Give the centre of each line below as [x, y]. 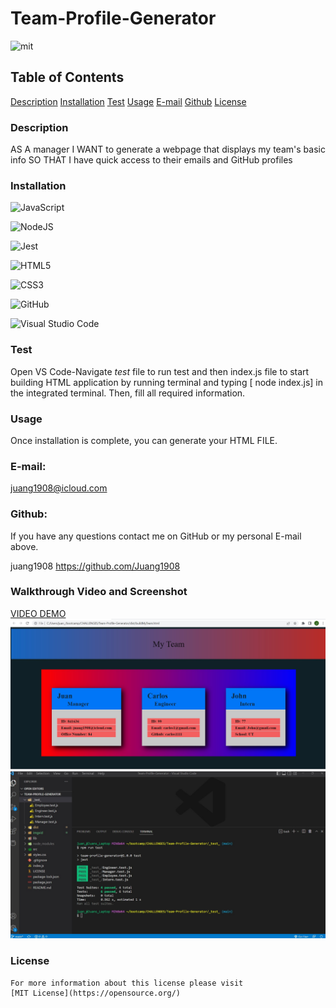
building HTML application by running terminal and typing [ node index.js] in [167, 382]
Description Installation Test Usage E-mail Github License [128, 101]
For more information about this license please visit [127, 983]
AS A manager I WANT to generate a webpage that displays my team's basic [168, 149]
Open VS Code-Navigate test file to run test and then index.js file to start [160, 371]
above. [24, 546]
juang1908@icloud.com [59, 488]
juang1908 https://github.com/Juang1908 [95, 566]
